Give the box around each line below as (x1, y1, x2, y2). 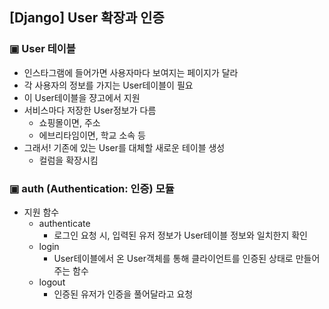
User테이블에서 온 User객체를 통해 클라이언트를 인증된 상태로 (53, 252, 294, 264)
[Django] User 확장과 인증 (9, 9, 165, 27)
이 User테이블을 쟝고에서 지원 (23, 91, 141, 103)
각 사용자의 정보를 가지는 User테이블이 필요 (23, 79, 194, 91)
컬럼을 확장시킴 (38, 154, 99, 166)
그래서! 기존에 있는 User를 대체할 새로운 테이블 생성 (23, 141, 226, 153)
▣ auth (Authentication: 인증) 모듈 (9, 181, 175, 195)
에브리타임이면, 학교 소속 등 (38, 129, 146, 141)
